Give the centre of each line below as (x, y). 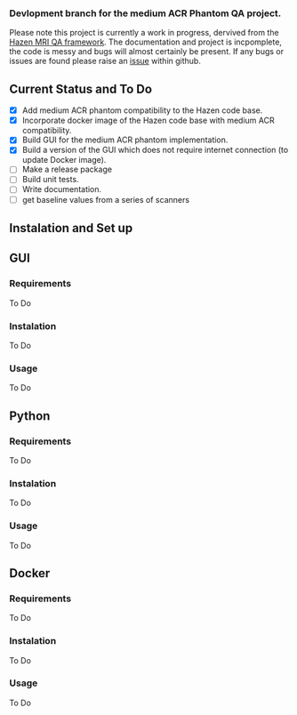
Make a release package (67, 169)
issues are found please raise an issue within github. (105, 61)
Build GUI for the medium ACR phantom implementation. (125, 140)
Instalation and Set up (71, 228)
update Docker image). (64, 160)
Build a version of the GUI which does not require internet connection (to (155, 150)
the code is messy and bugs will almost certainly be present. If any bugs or (147, 52)
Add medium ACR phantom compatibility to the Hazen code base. (142, 110)
